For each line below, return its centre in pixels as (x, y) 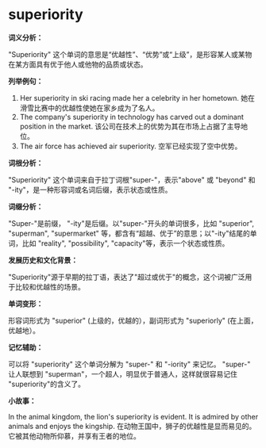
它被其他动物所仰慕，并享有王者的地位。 (74, 436)
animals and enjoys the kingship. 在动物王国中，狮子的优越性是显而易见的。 (132, 426)
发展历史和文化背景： (43, 260)
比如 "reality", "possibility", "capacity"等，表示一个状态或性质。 (125, 243)
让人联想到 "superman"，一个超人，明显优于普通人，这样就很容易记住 (123, 373)
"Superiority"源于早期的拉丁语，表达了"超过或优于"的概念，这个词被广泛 (127, 277)
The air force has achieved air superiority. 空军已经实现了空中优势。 (131, 146)
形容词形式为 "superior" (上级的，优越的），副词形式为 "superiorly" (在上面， (133, 320)
